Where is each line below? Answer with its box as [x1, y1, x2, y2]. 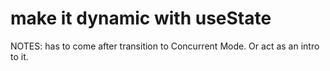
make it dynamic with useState [10, 7, 272, 30]
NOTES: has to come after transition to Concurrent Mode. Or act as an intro [10, 40, 320, 52]
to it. [10, 50, 29, 62]
